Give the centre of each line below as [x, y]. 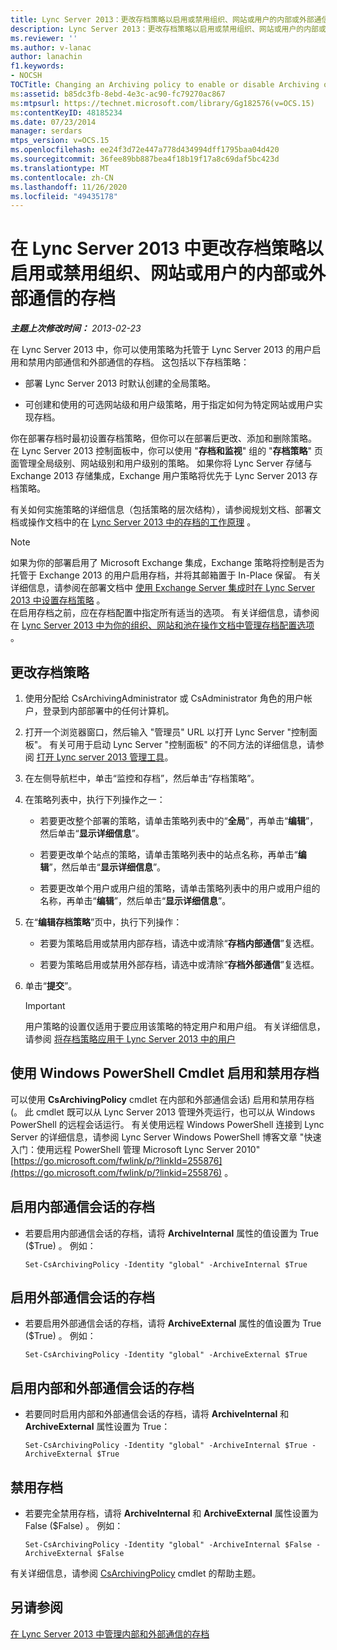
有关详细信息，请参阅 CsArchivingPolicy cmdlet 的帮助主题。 [136, 1573]
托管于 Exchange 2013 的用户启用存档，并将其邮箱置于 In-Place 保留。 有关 [166, 575]
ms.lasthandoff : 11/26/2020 [69, 187]
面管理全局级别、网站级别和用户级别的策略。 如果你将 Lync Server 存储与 [161, 463]
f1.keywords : [37, 66]
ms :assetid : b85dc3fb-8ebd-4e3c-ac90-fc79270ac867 [118, 94]
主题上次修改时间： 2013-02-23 [76, 328]
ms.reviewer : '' [44, 38]
